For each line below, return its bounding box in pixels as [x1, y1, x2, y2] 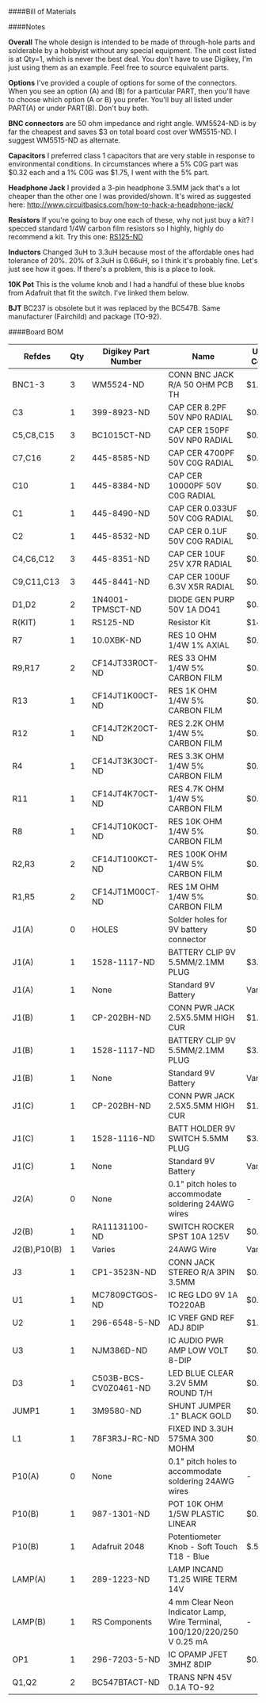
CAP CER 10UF [168, 548, 226, 559]
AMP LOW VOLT [168, 1345, 229, 1356]
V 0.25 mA [168, 1636, 208, 1647]
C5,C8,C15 [12, 430, 55, 441]
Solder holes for [168, 915, 228, 925]
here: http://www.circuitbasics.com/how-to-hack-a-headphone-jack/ [8, 200, 234, 209]
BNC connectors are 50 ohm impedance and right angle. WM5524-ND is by [8, 119, 257, 128]
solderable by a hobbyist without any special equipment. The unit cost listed [8, 46, 256, 55]
